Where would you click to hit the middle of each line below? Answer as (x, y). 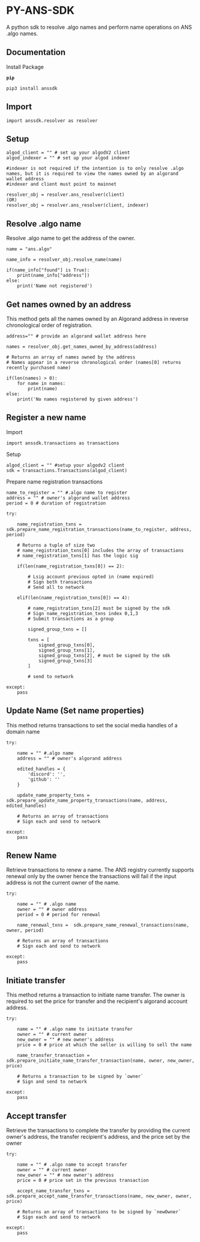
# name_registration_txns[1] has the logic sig (77, 556)
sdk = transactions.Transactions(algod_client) (67, 470)
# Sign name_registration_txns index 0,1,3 (83, 613)
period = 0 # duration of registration (56, 503)
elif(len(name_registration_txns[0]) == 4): (74, 598)
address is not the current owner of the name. (63, 883)
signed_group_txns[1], (67, 650)
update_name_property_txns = (53, 795)
